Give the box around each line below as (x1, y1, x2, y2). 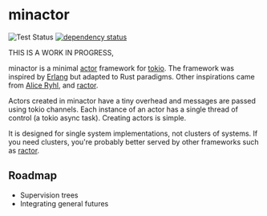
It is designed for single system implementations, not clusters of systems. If (8, 128, 258, 138)
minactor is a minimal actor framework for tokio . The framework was (8, 63, 235, 73)
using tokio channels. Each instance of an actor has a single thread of (8, 104, 239, 114)
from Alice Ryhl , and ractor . (8, 80, 99, 90)
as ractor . (8, 145, 40, 155)
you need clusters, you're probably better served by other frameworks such (8, 137, 259, 146)
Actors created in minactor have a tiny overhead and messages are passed (8, 96, 257, 105)
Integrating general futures (19, 198, 109, 208)
